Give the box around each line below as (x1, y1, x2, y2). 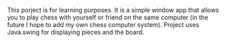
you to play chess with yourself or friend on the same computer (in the (7, 13, 209, 21)
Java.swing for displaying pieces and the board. (7, 28, 144, 36)
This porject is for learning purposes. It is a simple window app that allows (7, 6, 220, 14)
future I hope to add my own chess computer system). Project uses (7, 21, 200, 28)
